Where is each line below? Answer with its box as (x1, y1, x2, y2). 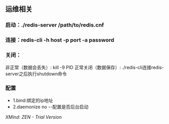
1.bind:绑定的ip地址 (12, 97, 53, 104)
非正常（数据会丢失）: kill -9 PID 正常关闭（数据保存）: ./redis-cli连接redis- (5, 64, 164, 70)
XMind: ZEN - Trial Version (5, 114, 62, 120)
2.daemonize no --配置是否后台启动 (12, 104, 89, 110)
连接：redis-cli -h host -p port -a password (5, 36, 115, 44)
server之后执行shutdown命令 (5, 71, 67, 77)
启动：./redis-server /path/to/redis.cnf (5, 22, 104, 29)
